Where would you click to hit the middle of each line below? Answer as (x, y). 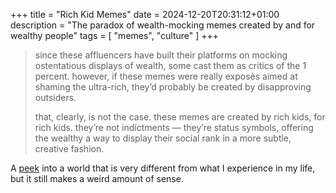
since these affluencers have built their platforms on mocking (161, 55)
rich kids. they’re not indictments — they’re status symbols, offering (174, 127)
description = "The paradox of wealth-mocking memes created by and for (163, 25)
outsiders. (55, 97)
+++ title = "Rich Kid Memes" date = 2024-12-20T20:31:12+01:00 (145, 14)
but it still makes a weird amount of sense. (97, 178)
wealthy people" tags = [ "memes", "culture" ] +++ (115, 35)
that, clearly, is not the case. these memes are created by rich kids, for (180, 117)
